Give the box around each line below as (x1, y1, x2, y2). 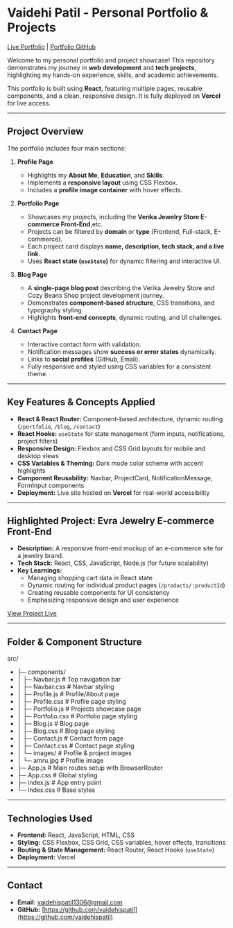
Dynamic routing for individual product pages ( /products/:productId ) (27, 581, 225, 589)
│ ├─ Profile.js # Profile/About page (17, 690, 120, 698)
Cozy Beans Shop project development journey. (27, 291, 164, 299)
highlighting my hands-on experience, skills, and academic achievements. (7, 71, 218, 79)
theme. (27, 369, 49, 378)
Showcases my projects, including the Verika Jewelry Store (27, 212, 200, 221)
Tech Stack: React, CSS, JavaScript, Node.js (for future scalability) (17, 559, 209, 567)
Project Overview (7, 126, 84, 137)
